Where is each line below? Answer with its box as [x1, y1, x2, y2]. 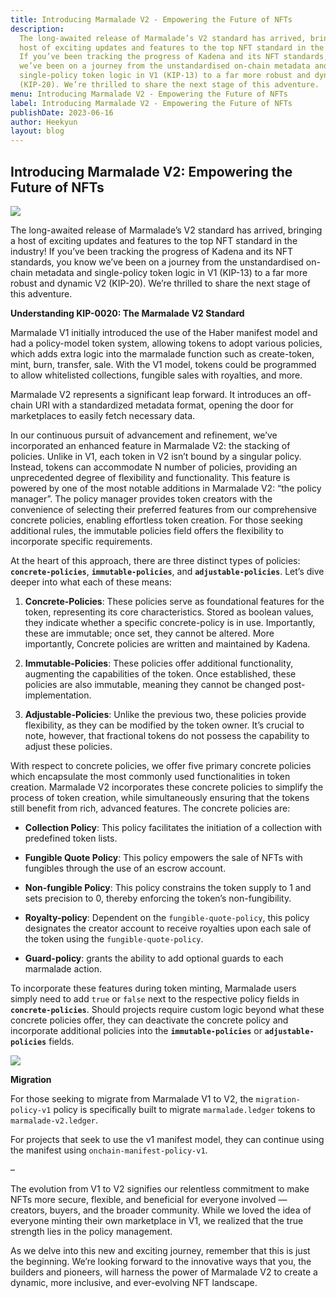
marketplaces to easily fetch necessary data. [10, 409, 196, 421]
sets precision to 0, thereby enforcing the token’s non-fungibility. [24, 892, 292, 904]
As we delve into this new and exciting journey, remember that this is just [10, 1244, 311, 1256]
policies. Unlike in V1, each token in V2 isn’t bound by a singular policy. [10, 450, 302, 462]
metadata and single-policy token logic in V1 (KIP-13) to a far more [34, 266, 308, 278]
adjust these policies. [24, 740, 113, 752]
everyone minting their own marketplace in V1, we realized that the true [10, 1214, 304, 1226]
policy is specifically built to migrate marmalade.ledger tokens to [53, 1103, 316, 1115]
